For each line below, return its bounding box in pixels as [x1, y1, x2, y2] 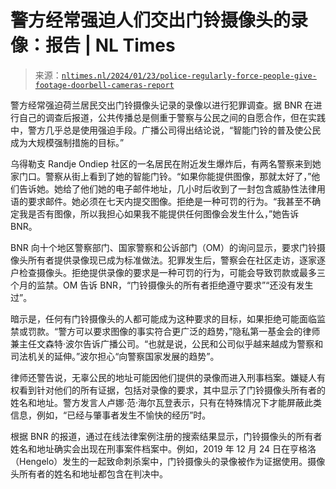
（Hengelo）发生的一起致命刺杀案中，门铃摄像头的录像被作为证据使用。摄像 [10, 455, 326, 467]
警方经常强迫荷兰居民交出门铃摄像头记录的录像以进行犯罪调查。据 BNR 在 [10, 99, 314, 111]
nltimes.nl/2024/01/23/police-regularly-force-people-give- [61, 71, 317, 81]
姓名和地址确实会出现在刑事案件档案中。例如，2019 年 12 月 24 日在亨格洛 [10, 442, 317, 455]
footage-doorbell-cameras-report [34, 80, 175, 90]
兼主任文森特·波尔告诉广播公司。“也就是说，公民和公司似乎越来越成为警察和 [10, 337, 324, 350]
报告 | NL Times [45, 34, 176, 57]
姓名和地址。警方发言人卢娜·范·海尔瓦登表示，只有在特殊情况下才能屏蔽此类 [10, 396, 323, 408]
